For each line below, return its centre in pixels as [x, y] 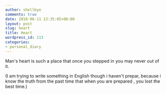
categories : [17, 42]
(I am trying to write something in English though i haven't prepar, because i [83, 76]
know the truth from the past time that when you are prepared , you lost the [83, 81]
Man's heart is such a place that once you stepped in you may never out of [82, 61]
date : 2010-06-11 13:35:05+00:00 [40, 19]
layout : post [19, 24]
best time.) [16, 86]
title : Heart [19, 33]
